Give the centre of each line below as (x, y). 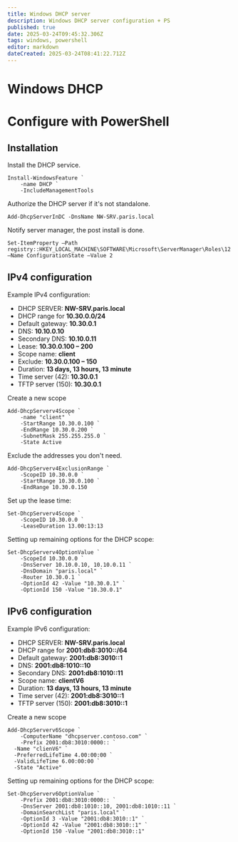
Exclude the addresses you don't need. (65, 455)
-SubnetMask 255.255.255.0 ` (63, 436)
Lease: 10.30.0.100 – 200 (55, 346)
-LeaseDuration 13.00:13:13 (62, 526)
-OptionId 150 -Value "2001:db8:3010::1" (82, 831)
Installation (33, 148)
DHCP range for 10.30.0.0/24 (61, 316)
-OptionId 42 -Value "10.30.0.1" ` (73, 583)
